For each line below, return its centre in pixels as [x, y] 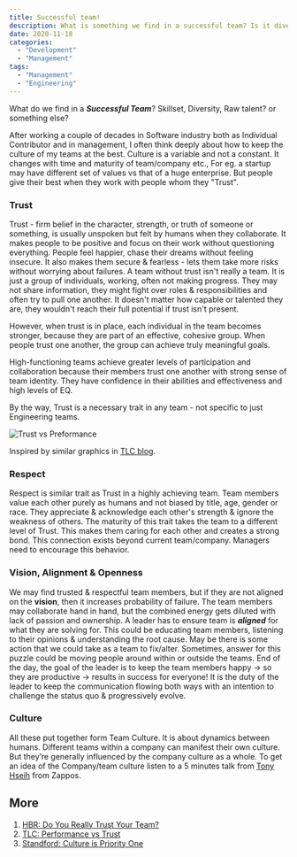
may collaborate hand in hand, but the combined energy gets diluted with [142, 611]
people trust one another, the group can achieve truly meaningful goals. [140, 344]
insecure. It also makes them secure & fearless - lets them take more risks [144, 261]
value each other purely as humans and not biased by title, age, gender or [144, 503]
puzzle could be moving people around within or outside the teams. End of [145, 658]
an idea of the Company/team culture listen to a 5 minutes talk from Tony [142, 766]
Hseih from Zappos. [46, 775]
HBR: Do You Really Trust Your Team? [90, 824]
